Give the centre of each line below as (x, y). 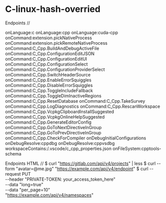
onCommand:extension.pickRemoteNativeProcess (56, 43)
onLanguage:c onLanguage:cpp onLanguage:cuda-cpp (61, 32)
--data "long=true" (24, 184)
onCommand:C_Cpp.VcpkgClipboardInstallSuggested (59, 111)
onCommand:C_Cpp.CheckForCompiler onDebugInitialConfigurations (76, 138)
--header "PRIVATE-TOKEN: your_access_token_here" (60, 179)
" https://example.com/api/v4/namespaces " (49, 195)
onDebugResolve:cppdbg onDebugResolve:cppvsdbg (60, 143)
